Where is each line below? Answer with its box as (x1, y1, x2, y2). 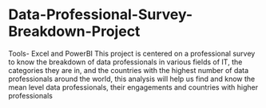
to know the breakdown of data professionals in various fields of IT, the (8, 57, 243, 67)
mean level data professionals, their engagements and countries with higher (8, 82, 259, 92)
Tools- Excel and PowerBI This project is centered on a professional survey (8, 48, 256, 58)
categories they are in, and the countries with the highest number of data (8, 65, 249, 75)
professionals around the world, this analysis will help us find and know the (8, 74, 256, 83)
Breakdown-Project (8, 22, 141, 40)
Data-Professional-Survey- (8, 6, 193, 24)
